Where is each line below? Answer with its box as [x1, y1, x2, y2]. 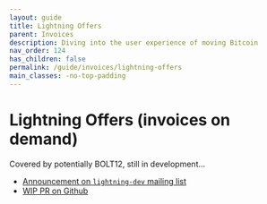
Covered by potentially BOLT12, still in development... [9, 158, 206, 169]
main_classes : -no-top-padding [9, 72, 126, 81]
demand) [9, 129, 79, 149]
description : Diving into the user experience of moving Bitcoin [9, 38, 258, 47]
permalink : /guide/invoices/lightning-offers [9, 64, 182, 72]
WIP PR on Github [22, 185, 89, 196]
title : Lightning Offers [9, 21, 102, 30]
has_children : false [9, 55, 87, 64]
